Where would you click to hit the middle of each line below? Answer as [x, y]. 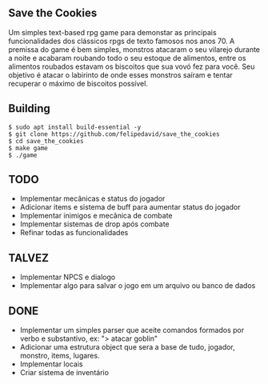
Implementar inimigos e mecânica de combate [96, 216]
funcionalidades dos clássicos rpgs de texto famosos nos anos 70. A [122, 41]
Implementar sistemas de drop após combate [94, 224]
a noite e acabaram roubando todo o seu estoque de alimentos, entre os [127, 58]
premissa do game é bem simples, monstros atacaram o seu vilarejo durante [134, 49]
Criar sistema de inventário [64, 373]
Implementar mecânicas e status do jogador [92, 198]
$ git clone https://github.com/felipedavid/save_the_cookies [114, 134]
